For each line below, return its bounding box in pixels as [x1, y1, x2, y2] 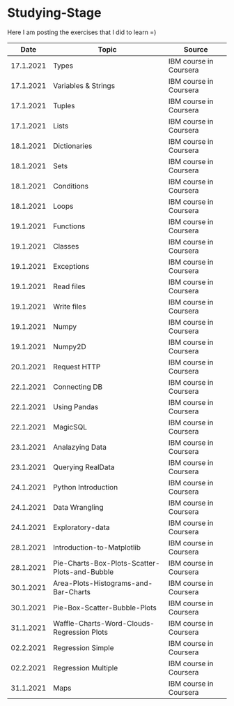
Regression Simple [53, 642, 114, 652]
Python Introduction [53, 482, 118, 492]
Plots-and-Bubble [53, 567, 114, 577]
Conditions [53, 181, 89, 191]
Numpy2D [53, 341, 87, 351]
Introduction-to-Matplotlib [53, 543, 141, 552]
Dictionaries [53, 141, 93, 151]
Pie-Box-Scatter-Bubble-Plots [53, 603, 157, 612]
